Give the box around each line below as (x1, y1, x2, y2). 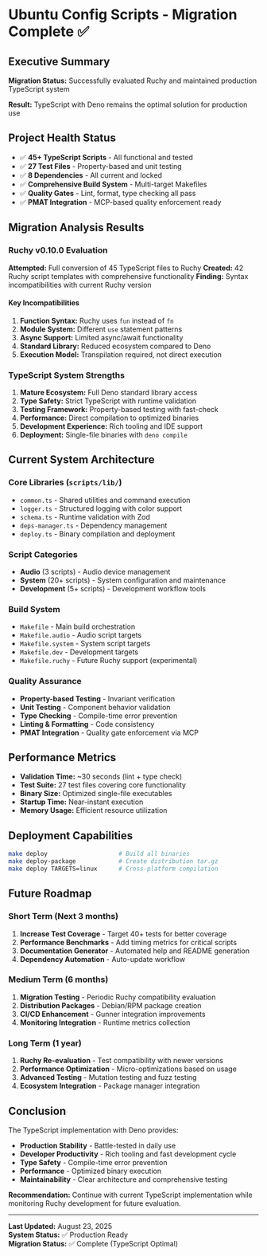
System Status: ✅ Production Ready (8, 1230, 129, 1239)
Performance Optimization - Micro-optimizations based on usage (19, 1064, 237, 1073)
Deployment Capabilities (8, 829, 133, 842)
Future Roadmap (8, 887, 92, 901)
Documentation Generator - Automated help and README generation (19, 946, 250, 956)
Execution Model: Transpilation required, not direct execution (19, 349, 222, 359)
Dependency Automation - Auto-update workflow (19, 954, 185, 964)
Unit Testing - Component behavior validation (19, 702, 171, 712)
